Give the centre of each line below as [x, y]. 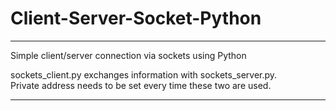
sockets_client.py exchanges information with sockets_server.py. [144, 74]
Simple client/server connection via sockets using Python [128, 55]
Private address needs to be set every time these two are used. [141, 85]
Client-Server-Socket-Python [136, 18]
